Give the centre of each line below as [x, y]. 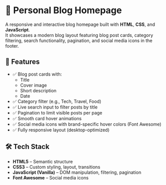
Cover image [33, 85]
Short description [38, 90]
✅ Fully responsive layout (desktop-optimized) [61, 130]
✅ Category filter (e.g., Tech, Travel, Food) [57, 101]
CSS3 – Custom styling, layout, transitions [56, 167]
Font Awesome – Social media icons [50, 177]
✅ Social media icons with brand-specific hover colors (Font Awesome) [87, 124]
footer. [12, 46]
